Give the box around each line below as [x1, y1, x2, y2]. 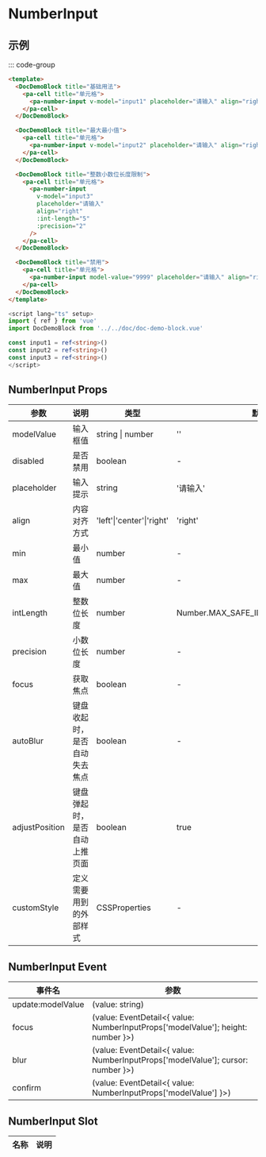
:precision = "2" [36, 222, 87, 230]
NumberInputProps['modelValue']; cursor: [92, 1055, 249, 1066]
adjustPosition [12, 822, 65, 833]
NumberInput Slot [8, 1114, 98, 1128]
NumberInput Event [8, 960, 108, 974]
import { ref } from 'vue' [8, 317, 97, 326]
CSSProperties [96, 902, 152, 913]
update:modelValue [12, 999, 85, 1010]
